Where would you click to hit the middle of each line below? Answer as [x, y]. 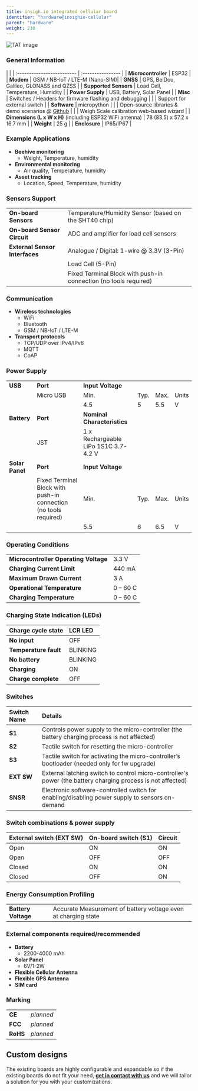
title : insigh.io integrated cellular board [62, 12]
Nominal [95, 414]
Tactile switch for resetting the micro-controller [108, 746]
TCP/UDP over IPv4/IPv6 [54, 343]
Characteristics [105, 422]
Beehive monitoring [39, 151]
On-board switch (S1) [121, 838]
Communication [29, 299]
